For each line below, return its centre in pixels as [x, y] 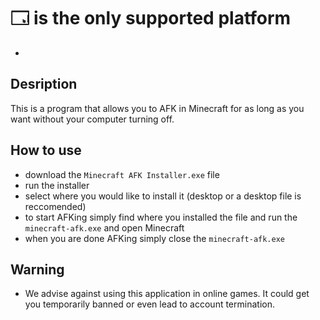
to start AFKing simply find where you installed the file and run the [161, 217]
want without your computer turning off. [92, 119]
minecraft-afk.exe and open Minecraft [104, 227]
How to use [46, 150]
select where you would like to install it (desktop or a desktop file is [163, 196]
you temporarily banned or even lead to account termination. [149, 304]
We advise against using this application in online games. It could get [167, 294]
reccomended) [55, 206]
